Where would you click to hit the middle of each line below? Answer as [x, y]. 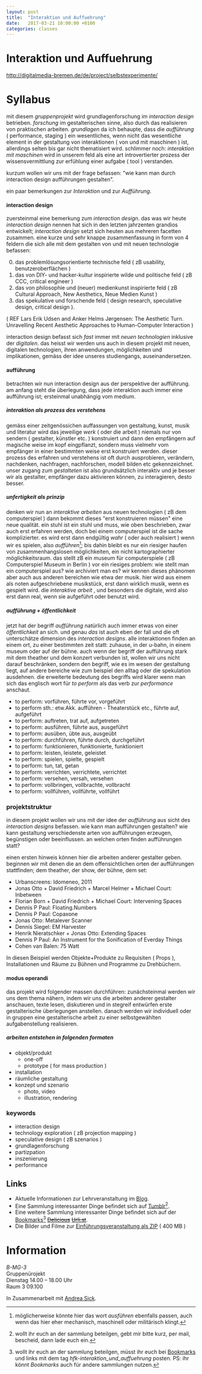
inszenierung [31, 1158]
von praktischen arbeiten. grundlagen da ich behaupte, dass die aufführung [100, 129]
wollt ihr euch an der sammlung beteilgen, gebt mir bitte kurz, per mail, [103, 1334]
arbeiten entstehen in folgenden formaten [60, 1038]
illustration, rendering [50, 1097]
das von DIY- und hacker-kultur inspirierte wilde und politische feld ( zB [103, 275]
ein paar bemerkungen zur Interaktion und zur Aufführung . [79, 191]
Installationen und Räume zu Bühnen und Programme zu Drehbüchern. [94, 965]
